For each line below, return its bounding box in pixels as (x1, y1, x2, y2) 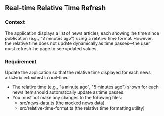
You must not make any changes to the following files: (12, 94, 122, 100)
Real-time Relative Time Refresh (5, 4, 106, 12)
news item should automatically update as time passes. (12, 89, 125, 95)
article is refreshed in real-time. (5, 74, 69, 80)
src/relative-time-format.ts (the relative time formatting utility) (19, 105, 145, 111)
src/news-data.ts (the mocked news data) (19, 100, 105, 106)
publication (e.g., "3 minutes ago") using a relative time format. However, (5, 35, 153, 41)
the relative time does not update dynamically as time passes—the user (5, 40, 150, 46)
